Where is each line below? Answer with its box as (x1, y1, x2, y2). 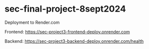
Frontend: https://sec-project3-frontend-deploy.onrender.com (4, 29, 130, 34)
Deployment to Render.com (4, 19, 60, 25)
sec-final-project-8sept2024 (4, 3, 126, 15)
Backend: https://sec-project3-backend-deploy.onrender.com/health (4, 38, 144, 44)
